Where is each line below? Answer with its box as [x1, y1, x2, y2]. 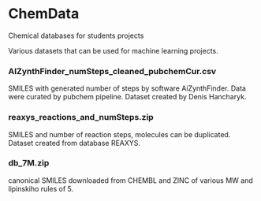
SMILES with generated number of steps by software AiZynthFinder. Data [8, 84, 247, 93]
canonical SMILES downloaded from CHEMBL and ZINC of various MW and [8, 175, 254, 185]
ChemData [8, 5, 80, 23]
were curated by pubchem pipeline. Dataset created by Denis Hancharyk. [8, 92, 247, 102]
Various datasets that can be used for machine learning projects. [8, 46, 218, 55]
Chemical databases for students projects [8, 31, 144, 40]
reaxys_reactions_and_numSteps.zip [8, 112, 154, 123]
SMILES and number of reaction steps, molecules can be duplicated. [8, 129, 231, 139]
